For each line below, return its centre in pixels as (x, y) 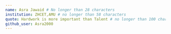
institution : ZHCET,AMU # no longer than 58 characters (66, 14)
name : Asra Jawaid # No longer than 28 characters (60, 10)
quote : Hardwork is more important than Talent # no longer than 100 (81, 19)
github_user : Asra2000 (29, 24)
